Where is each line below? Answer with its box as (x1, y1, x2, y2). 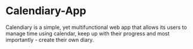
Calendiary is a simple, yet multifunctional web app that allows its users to (5, 24, 187, 31)
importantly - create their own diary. (5, 36, 94, 43)
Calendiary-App (5, 4, 87, 18)
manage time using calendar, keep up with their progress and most (5, 30, 170, 37)
